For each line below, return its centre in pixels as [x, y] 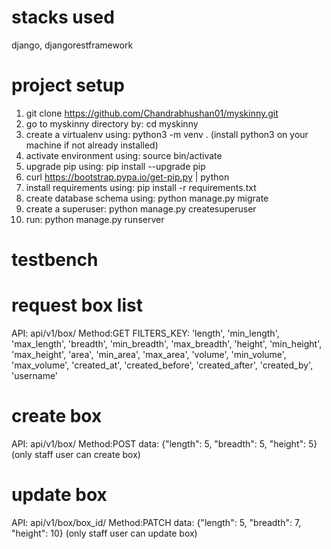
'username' [35, 375]
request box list [77, 305]
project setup [68, 85]
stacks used [63, 17]
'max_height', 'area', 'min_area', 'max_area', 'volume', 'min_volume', [149, 354]
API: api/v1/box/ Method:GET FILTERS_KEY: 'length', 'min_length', [145, 333]
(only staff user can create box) [76, 454]
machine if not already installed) [92, 145]
